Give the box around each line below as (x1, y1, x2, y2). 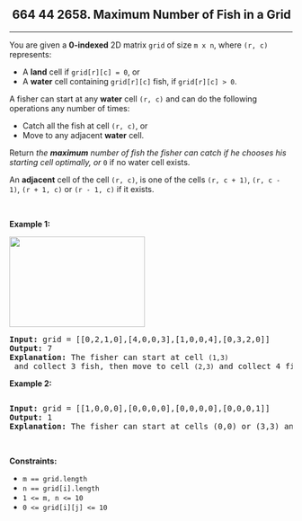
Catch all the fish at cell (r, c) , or (22, 120, 148, 131)
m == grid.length (22, 474, 88, 483)
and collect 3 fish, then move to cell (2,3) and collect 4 (13, 361, 281, 371)
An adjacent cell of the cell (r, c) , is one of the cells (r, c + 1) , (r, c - (9, 174, 281, 185)
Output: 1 (9, 412, 52, 422)
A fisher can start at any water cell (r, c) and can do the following (9, 93, 258, 104)
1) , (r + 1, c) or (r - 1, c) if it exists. (9, 183, 155, 194)
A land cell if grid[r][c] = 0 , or (22, 66, 141, 77)
